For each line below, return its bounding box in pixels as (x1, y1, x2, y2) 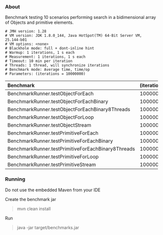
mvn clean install (16, 205, 51, 212)
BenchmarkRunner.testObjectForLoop (7, 114, 94, 121)
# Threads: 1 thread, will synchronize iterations (5, 63, 110, 68)
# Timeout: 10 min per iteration (5, 59, 73, 64)
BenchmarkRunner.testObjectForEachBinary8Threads (7, 106, 130, 113)
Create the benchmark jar (5, 196, 56, 202)
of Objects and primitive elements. (5, 19, 74, 25)
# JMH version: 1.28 (5, 29, 47, 34)
